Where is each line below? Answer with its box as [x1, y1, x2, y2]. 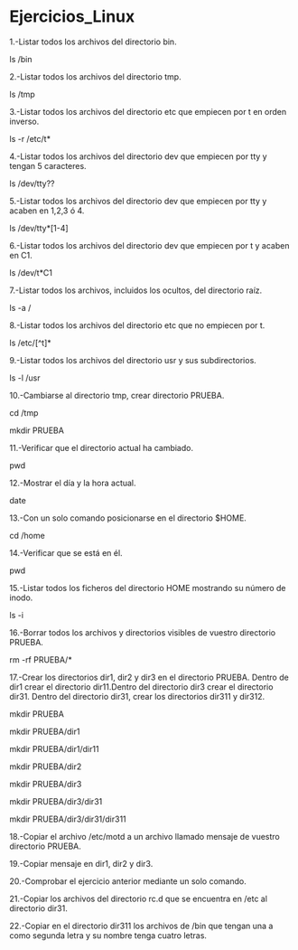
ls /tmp [9, 89, 36, 99]
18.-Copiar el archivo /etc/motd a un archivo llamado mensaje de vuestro [9, 831, 280, 842]
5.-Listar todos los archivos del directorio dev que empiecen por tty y [9, 195, 267, 206]
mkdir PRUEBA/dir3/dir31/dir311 [9, 814, 126, 824]
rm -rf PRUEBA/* [9, 654, 72, 665]
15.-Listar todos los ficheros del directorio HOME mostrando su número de [9, 582, 286, 593]
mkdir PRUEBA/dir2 [9, 761, 82, 772]
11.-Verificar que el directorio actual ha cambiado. [9, 442, 194, 453]
